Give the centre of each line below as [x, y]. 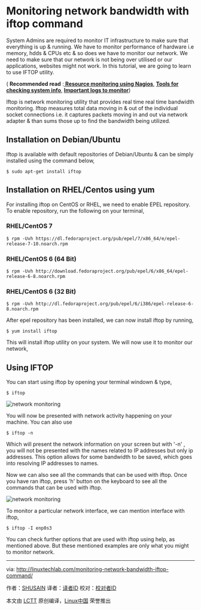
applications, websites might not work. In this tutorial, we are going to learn [99, 66]
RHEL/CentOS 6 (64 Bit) [41, 259]
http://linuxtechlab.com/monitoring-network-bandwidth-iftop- [93, 569]
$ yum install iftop [32, 331]
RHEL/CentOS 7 [29, 226]
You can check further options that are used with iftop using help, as [91, 539]
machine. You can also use [39, 422]
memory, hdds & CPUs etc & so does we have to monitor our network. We [97, 53]
